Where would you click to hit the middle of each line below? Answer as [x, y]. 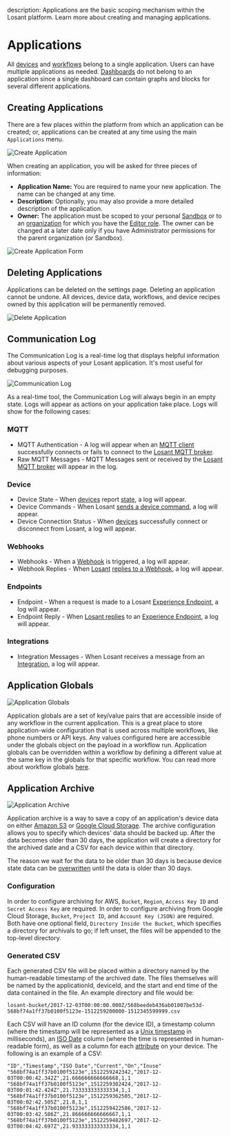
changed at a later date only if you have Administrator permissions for [116, 230]
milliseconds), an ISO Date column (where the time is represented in [104, 1039]
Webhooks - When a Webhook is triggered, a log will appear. [103, 562]
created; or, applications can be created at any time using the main [102, 132]
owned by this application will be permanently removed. [87, 304]
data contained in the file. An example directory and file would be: [101, 993]
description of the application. [60, 208]
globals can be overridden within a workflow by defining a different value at [114, 752]
